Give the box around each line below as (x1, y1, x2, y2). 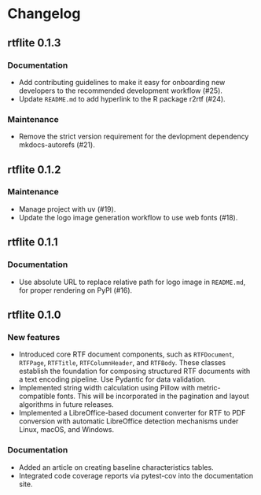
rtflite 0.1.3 (7, 36, 61, 50)
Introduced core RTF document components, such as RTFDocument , (18, 349, 235, 359)
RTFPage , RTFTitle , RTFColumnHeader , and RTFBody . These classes (18, 358, 226, 368)
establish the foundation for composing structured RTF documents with (18, 367, 251, 376)
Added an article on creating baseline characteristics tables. (18, 462, 214, 472)
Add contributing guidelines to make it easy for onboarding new (18, 77, 226, 87)
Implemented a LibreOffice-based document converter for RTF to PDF (18, 408, 246, 418)
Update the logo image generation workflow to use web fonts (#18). (18, 212, 238, 222)
